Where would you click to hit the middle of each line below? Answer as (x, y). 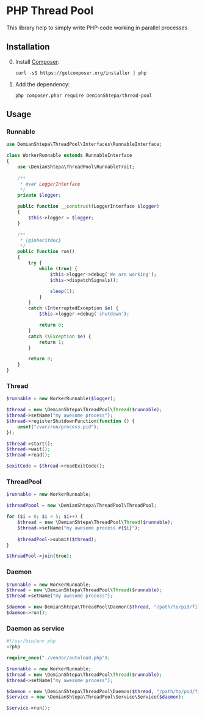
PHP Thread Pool (50, 11)
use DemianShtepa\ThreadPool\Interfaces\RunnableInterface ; (85, 145)
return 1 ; (51, 342)
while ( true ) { (58, 269)
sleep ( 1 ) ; (62, 291)
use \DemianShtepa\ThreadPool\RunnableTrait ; (76, 167)
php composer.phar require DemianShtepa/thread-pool (84, 96)
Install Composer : (37, 61)
